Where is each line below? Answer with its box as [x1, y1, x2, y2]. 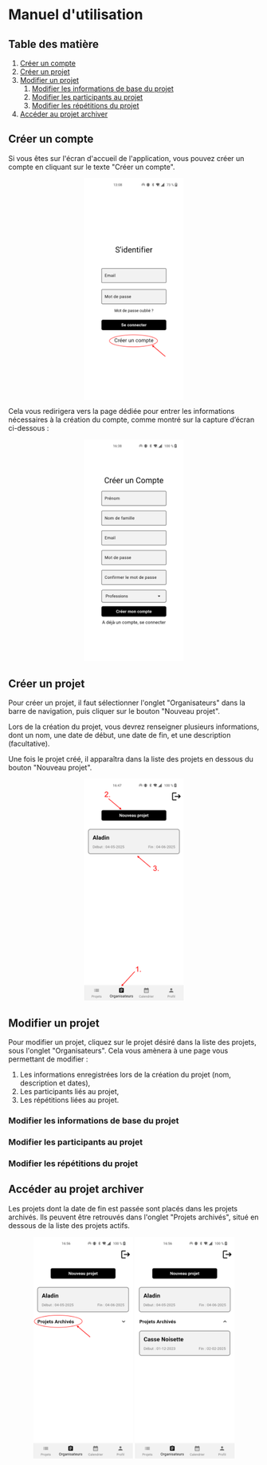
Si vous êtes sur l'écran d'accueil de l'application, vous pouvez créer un [8, 153, 245, 163]
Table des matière [8, 37, 100, 51]
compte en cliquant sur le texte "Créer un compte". [8, 162, 175, 171]
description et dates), [19, 1078, 91, 1088]
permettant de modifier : [8, 1054, 88, 1064]
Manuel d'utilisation [8, 6, 143, 24]
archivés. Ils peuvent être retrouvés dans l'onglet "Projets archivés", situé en [8, 1212, 259, 1222]
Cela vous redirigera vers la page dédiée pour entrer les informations [8, 407, 235, 416]
